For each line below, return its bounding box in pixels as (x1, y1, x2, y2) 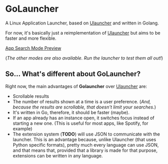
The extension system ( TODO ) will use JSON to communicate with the (12, 131, 160, 137)
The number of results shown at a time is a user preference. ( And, (12, 98, 151, 104)
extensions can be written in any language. (12, 152, 103, 158)
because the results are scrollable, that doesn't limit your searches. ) (12, 104, 156, 110)
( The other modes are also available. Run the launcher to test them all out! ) (5, 54, 163, 61)
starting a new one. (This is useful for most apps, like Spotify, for (12, 120, 149, 126)
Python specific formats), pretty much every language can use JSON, (12, 142, 159, 148)
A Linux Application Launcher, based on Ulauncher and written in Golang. (5, 20, 159, 26)
